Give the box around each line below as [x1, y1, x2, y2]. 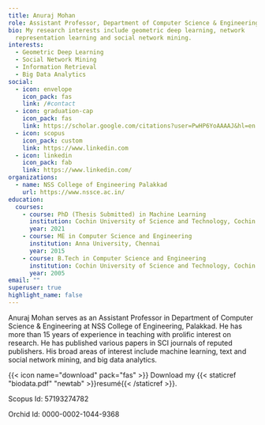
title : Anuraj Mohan [8, 11, 77, 20]
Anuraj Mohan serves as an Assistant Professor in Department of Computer [8, 313, 254, 322]
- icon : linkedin [15, 151, 73, 159]
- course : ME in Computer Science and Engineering [22, 233, 192, 241]
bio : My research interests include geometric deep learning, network [8, 26, 245, 34]
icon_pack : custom [22, 136, 83, 145]
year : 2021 [28, 225, 65, 233]
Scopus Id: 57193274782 [8, 393, 89, 404]
